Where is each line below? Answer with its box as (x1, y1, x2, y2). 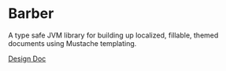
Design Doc (8, 54, 46, 63)
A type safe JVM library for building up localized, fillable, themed (8, 30, 219, 40)
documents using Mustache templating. (8, 38, 137, 48)
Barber (8, 5, 54, 23)
